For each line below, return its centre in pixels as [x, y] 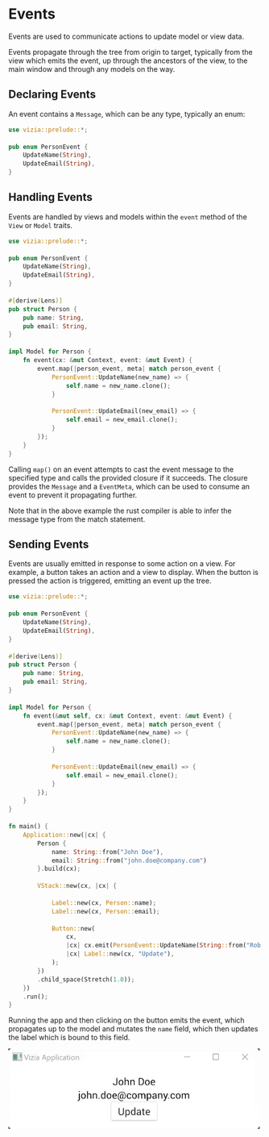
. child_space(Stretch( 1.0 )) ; [86, 979]
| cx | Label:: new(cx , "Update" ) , [120, 954]
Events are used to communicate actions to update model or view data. [126, 36]
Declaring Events [52, 95]
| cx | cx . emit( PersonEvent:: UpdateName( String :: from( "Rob [163, 945]
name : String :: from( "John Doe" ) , [107, 852]
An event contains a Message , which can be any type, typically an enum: [127, 114]
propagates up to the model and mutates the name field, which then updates [133, 1029]
